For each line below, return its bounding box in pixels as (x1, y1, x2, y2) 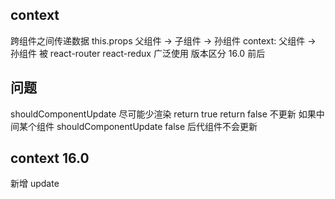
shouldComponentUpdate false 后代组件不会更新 (56, 120, 258, 132)
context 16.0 (10, 150, 90, 167)
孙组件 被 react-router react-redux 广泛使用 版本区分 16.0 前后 (10, 47, 266, 59)
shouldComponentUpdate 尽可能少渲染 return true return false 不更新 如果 (10, 108, 317, 120)
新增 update (10, 178, 60, 190)
